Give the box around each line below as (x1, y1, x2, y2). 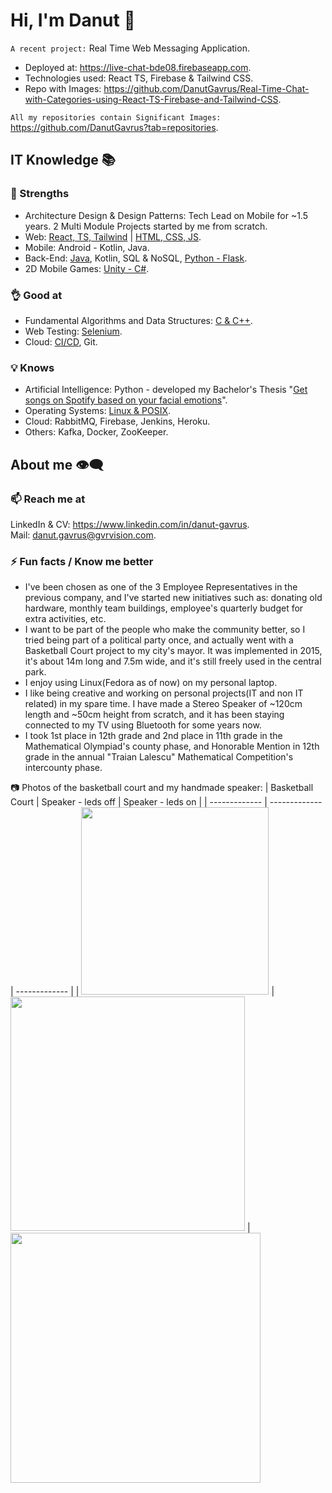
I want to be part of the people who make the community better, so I (24, 624, 306, 636)
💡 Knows (10, 360, 55, 374)
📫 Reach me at (10, 492, 86, 506)
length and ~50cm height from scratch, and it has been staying (24, 709, 285, 721)
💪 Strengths (10, 187, 70, 201)
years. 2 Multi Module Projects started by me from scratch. (24, 220, 268, 232)
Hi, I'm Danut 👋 (10, 9, 136, 32)
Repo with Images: (24, 82, 102, 94)
